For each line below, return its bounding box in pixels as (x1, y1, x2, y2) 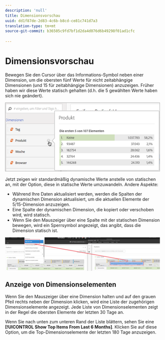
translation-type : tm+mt (5, 24, 56, 28)
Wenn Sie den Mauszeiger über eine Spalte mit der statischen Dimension (12, 217, 160, 223)
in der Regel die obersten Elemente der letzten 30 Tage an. (5, 309, 124, 315)
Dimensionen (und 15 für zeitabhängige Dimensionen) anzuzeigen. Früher (5, 82, 154, 88)
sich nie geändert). (5, 92, 43, 98)
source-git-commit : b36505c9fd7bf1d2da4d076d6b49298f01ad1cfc (5, 28, 135, 34)
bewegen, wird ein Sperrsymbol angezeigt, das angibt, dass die (12, 223, 141, 228)
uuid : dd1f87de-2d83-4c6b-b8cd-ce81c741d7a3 (5, 18, 98, 23)
